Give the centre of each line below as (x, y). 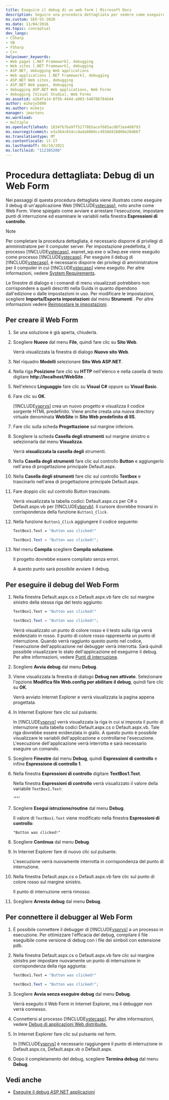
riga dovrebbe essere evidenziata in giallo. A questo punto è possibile (85, 732)
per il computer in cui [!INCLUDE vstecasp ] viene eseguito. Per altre (75, 268)
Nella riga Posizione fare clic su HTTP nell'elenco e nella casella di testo (88, 371)
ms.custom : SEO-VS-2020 (31, 19)
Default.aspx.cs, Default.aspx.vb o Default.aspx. (63, 1049)
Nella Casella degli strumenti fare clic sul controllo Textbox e (77, 476)
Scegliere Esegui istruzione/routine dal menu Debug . (69, 808)
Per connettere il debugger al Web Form (69, 917)
